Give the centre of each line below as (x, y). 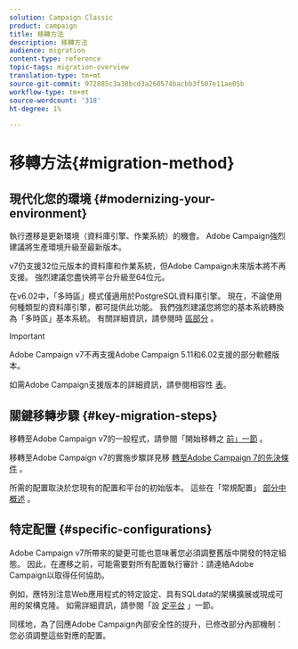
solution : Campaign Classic (61, 17)
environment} (48, 214)
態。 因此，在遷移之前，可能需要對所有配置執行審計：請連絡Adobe (132, 563)
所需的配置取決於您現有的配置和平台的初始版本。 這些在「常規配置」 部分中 (148, 488)
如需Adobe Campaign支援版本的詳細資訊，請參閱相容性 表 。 (120, 385)
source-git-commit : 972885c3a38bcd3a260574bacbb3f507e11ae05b (127, 84)
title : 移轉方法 (36, 34)
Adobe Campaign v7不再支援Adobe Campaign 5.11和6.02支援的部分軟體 (141, 355)
